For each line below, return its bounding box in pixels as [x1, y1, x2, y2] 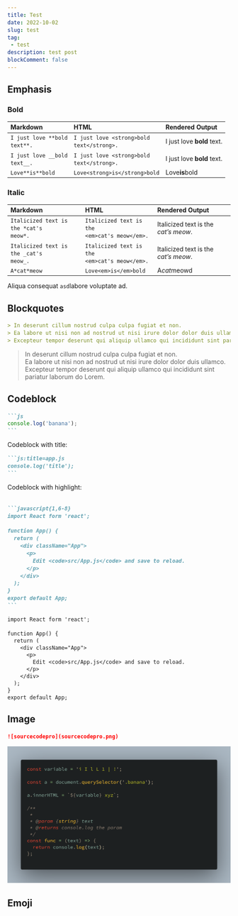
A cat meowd [157, 266, 193, 275]
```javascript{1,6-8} [7, 504, 72, 512]
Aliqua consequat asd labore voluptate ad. [7, 282, 128, 290]
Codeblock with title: [7, 441, 68, 449]
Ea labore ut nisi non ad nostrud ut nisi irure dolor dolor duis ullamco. [24, 357, 226, 365]
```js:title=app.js [7, 455, 65, 463]
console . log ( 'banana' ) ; [7, 420, 78, 427]
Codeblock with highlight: [7, 482, 82, 491]
